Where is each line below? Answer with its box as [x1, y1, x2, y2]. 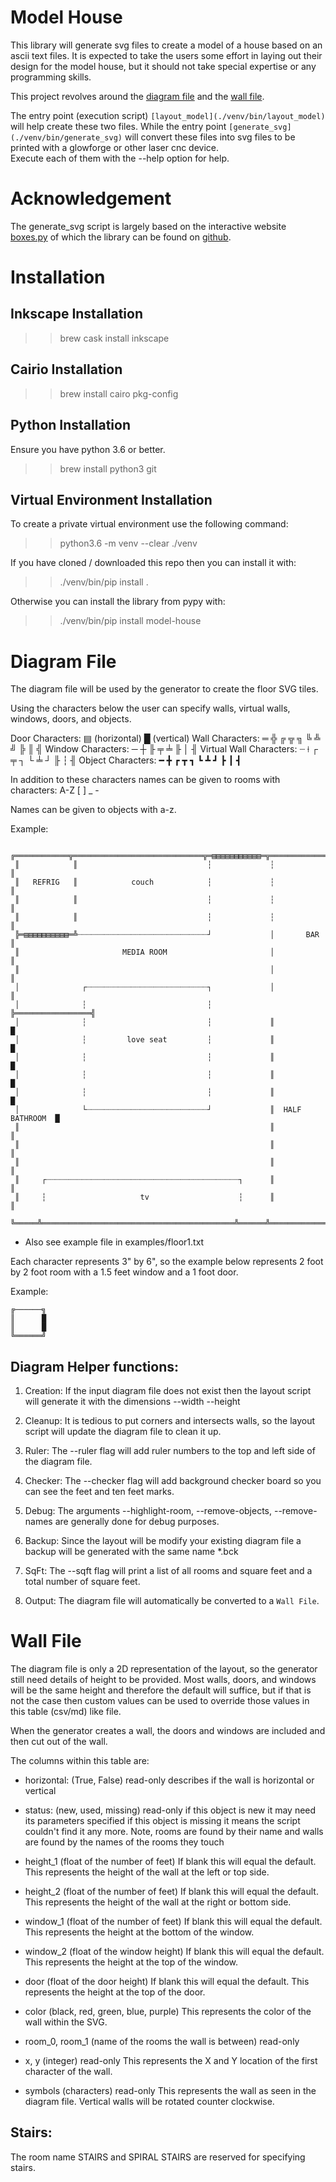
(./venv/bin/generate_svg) [10, 132, 123, 143]
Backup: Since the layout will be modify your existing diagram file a [24, 1535, 302, 1547]
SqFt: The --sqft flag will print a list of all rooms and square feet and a [24, 1565, 313, 1577]
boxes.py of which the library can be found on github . [10, 231, 232, 243]
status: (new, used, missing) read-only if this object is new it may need [24, 1804, 317, 1816]
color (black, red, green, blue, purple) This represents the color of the [24, 2006, 312, 2017]
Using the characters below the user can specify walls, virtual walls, [10, 702, 291, 715]
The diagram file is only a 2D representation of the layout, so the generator [10, 1663, 318, 1675]
